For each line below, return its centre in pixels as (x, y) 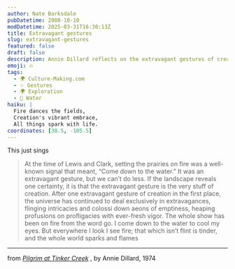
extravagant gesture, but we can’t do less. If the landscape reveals (120, 179)
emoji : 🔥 (20, 66)
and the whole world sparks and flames (81, 238)
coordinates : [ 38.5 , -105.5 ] (50, 131)
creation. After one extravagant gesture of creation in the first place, (123, 194)
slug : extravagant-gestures (48, 40)
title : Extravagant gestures (50, 33)
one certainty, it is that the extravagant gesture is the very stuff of (119, 187)
